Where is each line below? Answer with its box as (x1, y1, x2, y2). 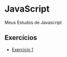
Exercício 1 (11, 46, 34, 52)
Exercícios (4, 34, 37, 42)
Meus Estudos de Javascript (4, 19, 62, 25)
